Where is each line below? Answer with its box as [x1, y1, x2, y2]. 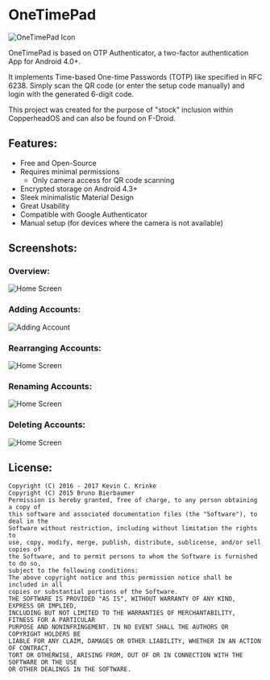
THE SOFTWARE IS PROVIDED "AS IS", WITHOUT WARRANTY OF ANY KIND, [8, 595, 236, 603]
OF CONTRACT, [8, 645, 52, 653]
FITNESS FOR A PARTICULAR [8, 616, 95, 624]
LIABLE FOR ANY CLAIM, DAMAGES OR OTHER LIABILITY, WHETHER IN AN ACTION [8, 637, 262, 645]
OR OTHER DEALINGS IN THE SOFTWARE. [8, 665, 131, 674]
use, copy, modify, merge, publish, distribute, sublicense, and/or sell [8, 538, 262, 547]
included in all [8, 581, 63, 589]
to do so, [8, 560, 42, 568]
